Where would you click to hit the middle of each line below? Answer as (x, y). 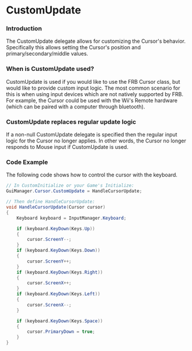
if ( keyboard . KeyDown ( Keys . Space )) (60, 321)
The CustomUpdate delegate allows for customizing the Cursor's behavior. (96, 41)
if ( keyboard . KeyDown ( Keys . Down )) (58, 251)
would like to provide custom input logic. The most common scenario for (93, 88)
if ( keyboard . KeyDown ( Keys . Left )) (58, 294)
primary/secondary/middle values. (47, 54)
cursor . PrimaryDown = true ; (61, 332)
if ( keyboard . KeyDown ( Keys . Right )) (60, 272)
